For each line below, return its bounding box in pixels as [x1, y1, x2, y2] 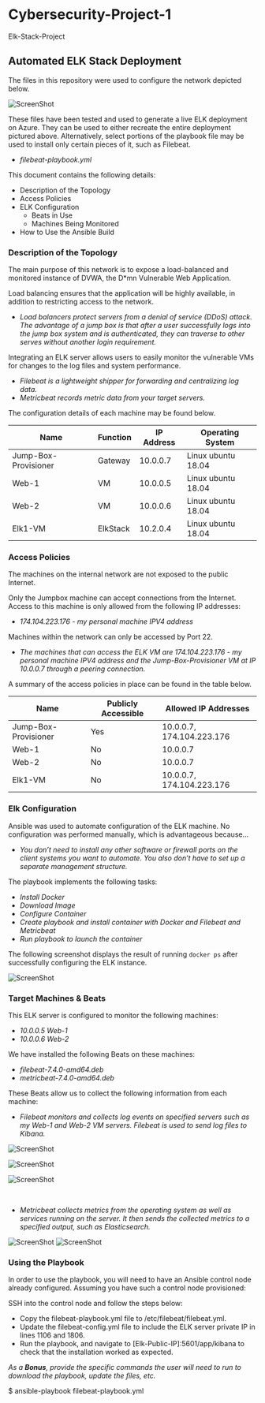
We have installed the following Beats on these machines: [8, 1049, 196, 1058]
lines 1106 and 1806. [19, 1330, 85, 1340]
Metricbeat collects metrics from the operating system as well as [19, 1205, 232, 1215]
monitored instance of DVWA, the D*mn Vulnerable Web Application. [8, 274, 231, 283]
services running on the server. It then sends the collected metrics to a [19, 1213, 250, 1223]
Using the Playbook [8, 1256, 84, 1267]
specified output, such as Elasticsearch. [19, 1222, 151, 1231]
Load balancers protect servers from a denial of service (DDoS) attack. [19, 312, 252, 322]
